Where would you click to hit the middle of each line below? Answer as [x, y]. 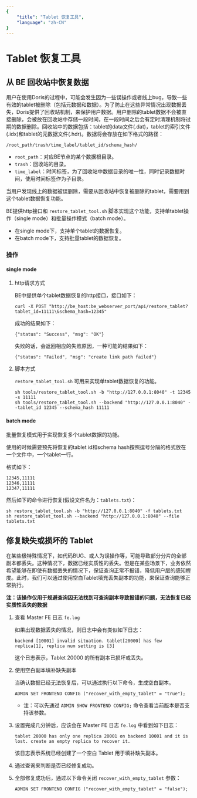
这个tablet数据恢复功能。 [36, 199]
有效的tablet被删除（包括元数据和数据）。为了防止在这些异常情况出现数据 [94, 105]
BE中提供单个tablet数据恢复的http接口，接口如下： [76, 295]
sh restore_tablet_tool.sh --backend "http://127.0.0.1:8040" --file [93, 516]
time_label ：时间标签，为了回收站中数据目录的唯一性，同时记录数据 [97, 171]
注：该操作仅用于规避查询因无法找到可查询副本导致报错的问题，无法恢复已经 [98, 598]
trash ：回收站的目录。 [42, 164]
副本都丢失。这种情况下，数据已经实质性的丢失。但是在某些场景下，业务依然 [98, 563]
